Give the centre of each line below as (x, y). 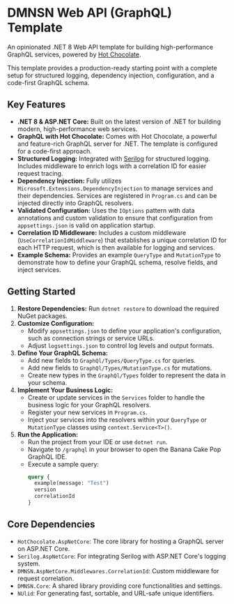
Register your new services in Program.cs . (87, 412)
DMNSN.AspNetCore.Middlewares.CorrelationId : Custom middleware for (118, 571)
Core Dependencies (51, 524)
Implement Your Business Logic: (65, 390)
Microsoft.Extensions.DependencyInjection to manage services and (115, 188)
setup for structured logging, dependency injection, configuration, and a (111, 75)
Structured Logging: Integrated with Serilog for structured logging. (114, 158)
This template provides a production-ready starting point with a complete (112, 68)
